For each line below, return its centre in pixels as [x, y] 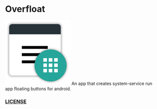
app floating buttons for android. [38, 89]
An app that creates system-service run [112, 83]
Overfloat [25, 9]
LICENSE [16, 101]
